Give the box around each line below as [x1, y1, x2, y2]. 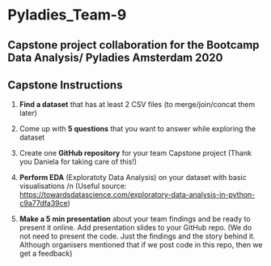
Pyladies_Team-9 [7, 6, 127, 24]
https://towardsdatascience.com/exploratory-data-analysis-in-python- [19, 190, 256, 199]
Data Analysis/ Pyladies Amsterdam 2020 [7, 50, 223, 64]
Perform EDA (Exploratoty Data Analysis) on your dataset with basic [19, 173, 248, 182]
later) [19, 108, 38, 118]
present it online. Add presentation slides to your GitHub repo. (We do [19, 223, 252, 233]
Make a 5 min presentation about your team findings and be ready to [19, 214, 252, 224]
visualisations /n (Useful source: [19, 181, 127, 191]
